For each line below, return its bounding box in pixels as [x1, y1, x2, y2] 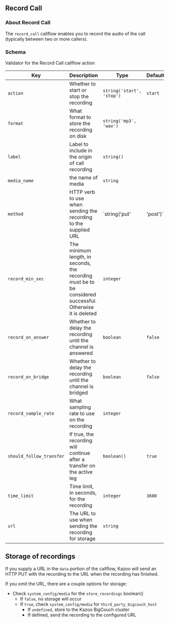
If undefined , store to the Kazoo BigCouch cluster [27, 606, 130, 612]
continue [69, 449, 91, 456]
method [8, 211, 24, 217]
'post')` [146, 210, 164, 217]
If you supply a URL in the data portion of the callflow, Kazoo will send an [5, 566, 157, 572]
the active [69, 468, 93, 475]
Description [69, 71, 98, 79]
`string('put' [103, 210, 131, 217]
